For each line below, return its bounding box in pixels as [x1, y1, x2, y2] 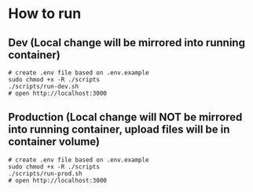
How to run [8, 5, 82, 23]
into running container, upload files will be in [8, 123, 230, 136]
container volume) [8, 135, 101, 149]
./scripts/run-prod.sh [8, 169, 82, 177]
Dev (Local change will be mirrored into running [8, 36, 246, 49]
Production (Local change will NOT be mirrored [8, 110, 243, 124]
